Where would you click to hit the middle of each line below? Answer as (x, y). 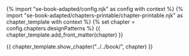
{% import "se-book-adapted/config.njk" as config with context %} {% (95, 9)
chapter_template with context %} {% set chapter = (71, 22)
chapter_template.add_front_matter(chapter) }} (65, 35)
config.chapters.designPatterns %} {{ (53, 28)
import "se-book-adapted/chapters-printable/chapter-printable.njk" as (95, 15)
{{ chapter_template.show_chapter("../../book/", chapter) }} (80, 47)
